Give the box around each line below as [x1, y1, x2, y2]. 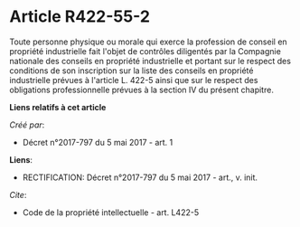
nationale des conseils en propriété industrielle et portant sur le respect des [9, 55, 292, 66]
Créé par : [9, 119, 45, 130]
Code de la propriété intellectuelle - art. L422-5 [22, 206, 200, 218]
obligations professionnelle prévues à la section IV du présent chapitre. [9, 84, 274, 95]
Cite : [9, 189, 27, 200]
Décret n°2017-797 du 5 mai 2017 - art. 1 [22, 137, 173, 147]
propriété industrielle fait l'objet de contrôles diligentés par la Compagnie [9, 45, 282, 56]
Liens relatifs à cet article [9, 101, 107, 112]
